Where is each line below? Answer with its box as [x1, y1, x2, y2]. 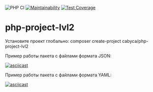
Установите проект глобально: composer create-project [5, 38, 122, 44]
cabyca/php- [122, 38, 149, 44]
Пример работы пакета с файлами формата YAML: [5, 72, 112, 78]
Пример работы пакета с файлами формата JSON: [5, 53, 112, 59]
